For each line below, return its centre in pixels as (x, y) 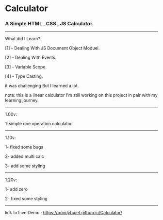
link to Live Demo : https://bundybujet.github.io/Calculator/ (64, 213)
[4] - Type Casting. (24, 76)
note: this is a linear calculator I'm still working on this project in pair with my (81, 95)
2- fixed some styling (26, 199)
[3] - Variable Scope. (26, 67)
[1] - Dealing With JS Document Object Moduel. (52, 48)
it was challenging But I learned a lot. (42, 86)
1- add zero (16, 189)
